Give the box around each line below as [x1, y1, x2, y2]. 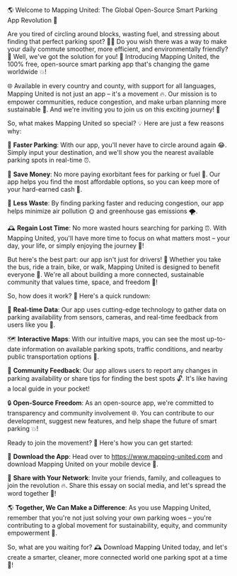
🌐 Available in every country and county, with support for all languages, [7, 82, 216, 90]
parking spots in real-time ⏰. [7, 156, 91, 164]
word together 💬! [7, 489, 57, 497]
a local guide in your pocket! [7, 384, 91, 393]
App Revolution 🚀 [7, 16, 58, 24]
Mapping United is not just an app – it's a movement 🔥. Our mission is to [7, 89, 217, 98]
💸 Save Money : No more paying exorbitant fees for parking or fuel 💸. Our [7, 170, 221, 178]
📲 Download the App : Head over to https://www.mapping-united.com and [7, 452, 223, 460]
